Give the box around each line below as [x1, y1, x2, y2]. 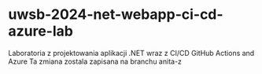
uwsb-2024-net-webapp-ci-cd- [8, 6, 223, 24]
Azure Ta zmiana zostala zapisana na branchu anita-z [8, 57, 183, 66]
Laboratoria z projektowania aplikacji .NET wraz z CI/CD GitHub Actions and [8, 48, 255, 57]
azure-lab [8, 22, 73, 40]
